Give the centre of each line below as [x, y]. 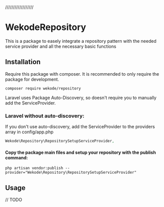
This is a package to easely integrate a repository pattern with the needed [81, 41]
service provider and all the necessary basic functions [61, 46]
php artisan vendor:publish [34, 168]
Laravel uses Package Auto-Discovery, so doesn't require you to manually [81, 98]
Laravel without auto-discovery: [45, 115]
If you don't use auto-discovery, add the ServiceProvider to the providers [80, 127]
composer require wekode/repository [43, 88]
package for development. [32, 79]
